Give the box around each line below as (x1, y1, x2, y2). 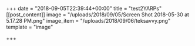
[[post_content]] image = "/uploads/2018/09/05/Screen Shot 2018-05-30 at (6, 11, 190, 18)
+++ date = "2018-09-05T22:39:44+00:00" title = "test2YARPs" (6, 5, 162, 12)
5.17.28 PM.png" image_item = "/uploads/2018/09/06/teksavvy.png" (6, 17, 171, 24)
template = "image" (6, 23, 53, 30)
